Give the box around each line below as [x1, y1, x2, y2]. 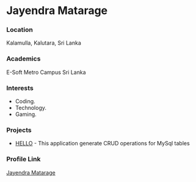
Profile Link [6, 155, 41, 164]
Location [6, 26, 34, 34]
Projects [6, 126, 32, 134]
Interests [6, 84, 34, 92]
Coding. [15, 98, 35, 105]
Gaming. [15, 111, 37, 118]
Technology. [15, 104, 47, 112]
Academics [6, 54, 41, 63]
